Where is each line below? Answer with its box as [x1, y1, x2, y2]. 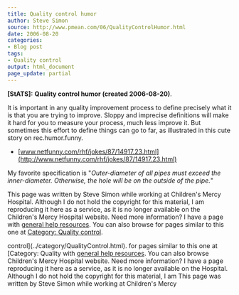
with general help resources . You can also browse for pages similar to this [7, 220, 224, 228]
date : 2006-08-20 [7, 30, 59, 38]
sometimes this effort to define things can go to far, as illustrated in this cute [7, 126, 231, 134]
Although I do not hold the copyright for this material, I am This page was [7, 272, 222, 280]
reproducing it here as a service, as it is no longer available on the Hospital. [7, 264, 228, 272]
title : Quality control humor [7, 10, 97, 18]
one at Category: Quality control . [7, 227, 103, 236]
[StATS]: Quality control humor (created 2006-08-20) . [7, 90, 172, 98]
